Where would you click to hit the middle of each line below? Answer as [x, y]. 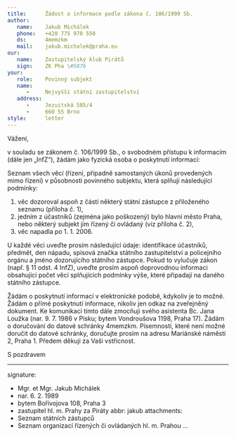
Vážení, [18, 138]
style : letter [36, 118]
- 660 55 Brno [53, 112]
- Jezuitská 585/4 [59, 105]
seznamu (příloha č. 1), [50, 209]
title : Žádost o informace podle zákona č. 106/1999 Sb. [100, 14]
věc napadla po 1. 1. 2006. [55, 231]
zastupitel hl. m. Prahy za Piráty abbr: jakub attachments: [100, 410]
